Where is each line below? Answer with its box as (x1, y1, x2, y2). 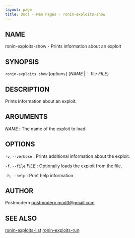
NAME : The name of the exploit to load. (5, 126, 87, 132)
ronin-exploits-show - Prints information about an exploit (5, 43, 122, 49)
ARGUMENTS (5, 112, 48, 121)
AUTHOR (5, 187, 34, 195)
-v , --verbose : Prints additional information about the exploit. (5, 153, 131, 159)
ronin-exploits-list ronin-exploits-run (5, 227, 80, 233)
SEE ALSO (5, 214, 37, 223)
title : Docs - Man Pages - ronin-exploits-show (5, 12, 106, 17)
